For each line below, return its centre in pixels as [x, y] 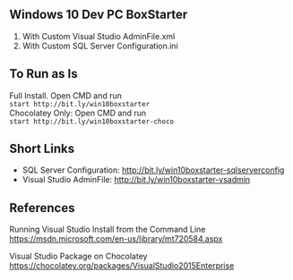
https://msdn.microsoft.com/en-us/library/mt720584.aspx [116, 239]
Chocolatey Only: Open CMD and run [78, 113]
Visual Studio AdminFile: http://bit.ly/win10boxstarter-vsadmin [136, 180]
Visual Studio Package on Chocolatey [78, 256]
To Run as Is [43, 74]
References [42, 208]
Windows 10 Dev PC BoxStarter [99, 15]
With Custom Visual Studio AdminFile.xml [99, 36]
